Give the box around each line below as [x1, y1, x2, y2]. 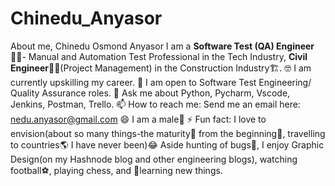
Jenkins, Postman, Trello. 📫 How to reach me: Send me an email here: [10, 98, 301, 110]
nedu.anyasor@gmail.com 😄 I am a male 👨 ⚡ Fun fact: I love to [10, 113, 267, 125]
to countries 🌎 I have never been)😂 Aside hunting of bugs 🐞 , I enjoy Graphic [10, 138, 325, 151]
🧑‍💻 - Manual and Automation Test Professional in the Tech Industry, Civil [10, 50, 308, 62]
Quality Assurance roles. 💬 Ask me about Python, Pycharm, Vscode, [10, 87, 291, 99]
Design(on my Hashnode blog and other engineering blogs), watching [10, 153, 298, 165]
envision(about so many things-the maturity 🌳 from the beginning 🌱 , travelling [10, 127, 326, 139]
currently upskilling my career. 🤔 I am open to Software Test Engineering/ [10, 76, 312, 88]
